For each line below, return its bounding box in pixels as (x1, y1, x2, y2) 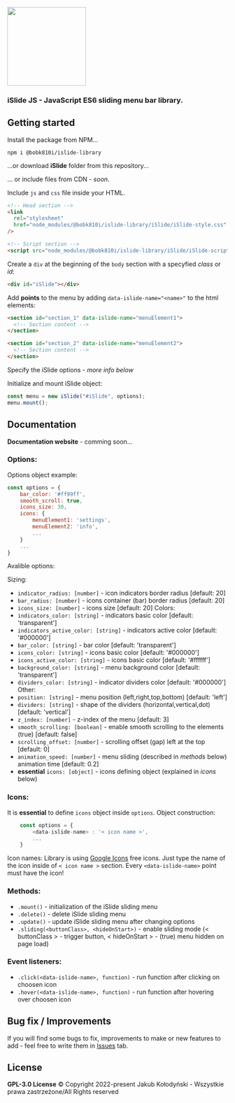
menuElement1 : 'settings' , (32, 517, 111, 524)
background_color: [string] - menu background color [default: (17, 663, 201, 672)
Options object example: (7, 470, 78, 479)
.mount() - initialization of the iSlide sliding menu (17, 902, 158, 911)
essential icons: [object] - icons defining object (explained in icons (17, 767, 217, 776)
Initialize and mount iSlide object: (7, 379, 103, 388)
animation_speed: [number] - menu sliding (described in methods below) (17, 752, 227, 761)
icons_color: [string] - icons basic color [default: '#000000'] (17, 648, 199, 657)
